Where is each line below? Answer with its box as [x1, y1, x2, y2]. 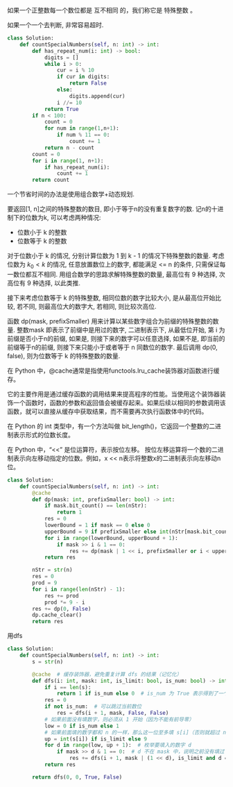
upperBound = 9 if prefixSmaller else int [44, 528, 169, 535]
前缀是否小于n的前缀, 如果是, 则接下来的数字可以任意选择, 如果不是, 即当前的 [7, 334, 225, 342]
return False [69, 80, 107, 87]
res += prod [44, 592, 79, 599]
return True [44, 105, 79, 112]
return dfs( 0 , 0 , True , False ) [32, 773, 123, 781]
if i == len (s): [44, 684, 92, 691]
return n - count [44, 144, 95, 151]
